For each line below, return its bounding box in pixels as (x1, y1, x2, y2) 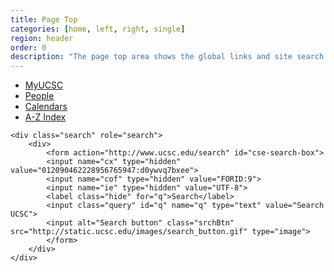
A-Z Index (24, 111, 67, 123)
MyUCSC (24, 79, 64, 91)
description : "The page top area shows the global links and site (10, 52, 293, 62)
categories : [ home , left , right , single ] (10, 24, 186, 34)
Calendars (24, 101, 68, 113)
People (24, 90, 55, 102)
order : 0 (10, 42, 47, 53)
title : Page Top (10, 14, 78, 25)
